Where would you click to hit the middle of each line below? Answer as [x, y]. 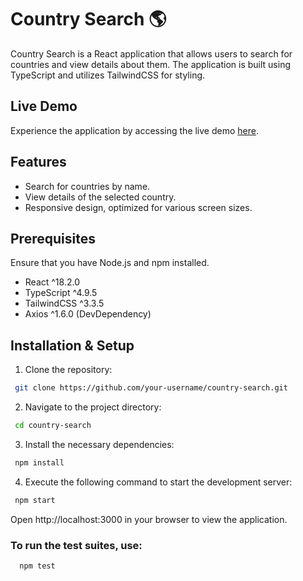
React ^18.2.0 [52, 282]
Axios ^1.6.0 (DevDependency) [88, 314]
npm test [37, 566]
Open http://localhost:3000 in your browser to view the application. [149, 519]
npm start [35, 500]
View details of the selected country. [100, 197]
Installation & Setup [72, 345]
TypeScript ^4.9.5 [61, 293]
